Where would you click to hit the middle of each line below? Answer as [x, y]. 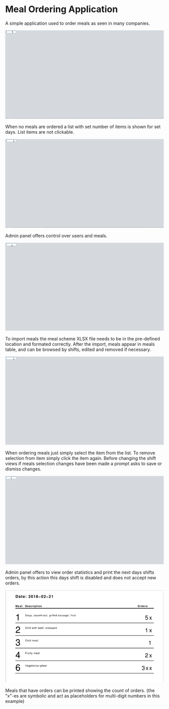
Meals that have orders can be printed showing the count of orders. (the [80, 690]
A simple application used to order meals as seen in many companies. [77, 23]
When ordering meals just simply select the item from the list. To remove [80, 453]
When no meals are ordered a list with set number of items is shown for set [83, 127]
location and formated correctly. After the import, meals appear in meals [80, 344]
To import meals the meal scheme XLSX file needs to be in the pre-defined [82, 339]
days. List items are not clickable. [40, 132]
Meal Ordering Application [62, 9]
